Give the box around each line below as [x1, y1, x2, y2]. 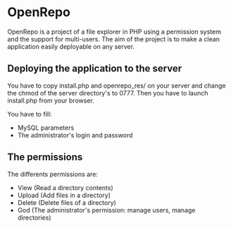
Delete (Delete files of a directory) [17, 198, 116, 207]
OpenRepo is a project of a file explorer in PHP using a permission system [7, 27, 222, 36]
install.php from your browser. [7, 96, 95, 105]
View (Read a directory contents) [17, 183, 114, 192]
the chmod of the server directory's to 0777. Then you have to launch [7, 88, 209, 97]
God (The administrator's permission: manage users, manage [17, 206, 196, 214]
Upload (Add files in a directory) [17, 191, 111, 199]
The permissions [7, 152, 83, 163]
